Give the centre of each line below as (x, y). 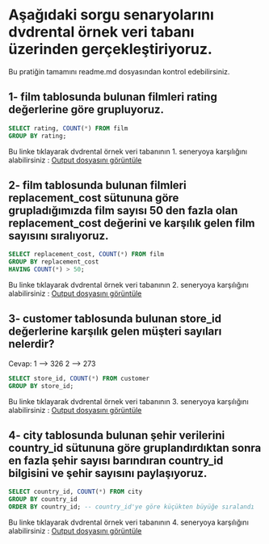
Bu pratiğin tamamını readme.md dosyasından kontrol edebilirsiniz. (119, 71)
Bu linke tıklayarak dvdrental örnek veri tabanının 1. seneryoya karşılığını (128, 151)
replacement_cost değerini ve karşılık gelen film (132, 223)
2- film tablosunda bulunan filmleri (98, 185)
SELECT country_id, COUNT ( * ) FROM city (76, 492)
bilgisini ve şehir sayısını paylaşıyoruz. (108, 473)
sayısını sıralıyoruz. (59, 236)
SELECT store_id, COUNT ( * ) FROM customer (79, 378)
